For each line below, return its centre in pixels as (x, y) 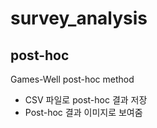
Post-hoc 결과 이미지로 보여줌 (83, 112)
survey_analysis (79, 18)
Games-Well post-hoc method (72, 79)
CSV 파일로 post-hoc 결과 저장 (86, 100)
